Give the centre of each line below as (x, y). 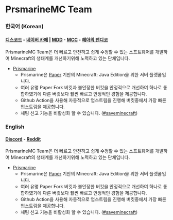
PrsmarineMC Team (49, 9)
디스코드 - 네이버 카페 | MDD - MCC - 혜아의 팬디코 (57, 39)
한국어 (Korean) (24, 27)
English (15, 127)
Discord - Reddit (23, 139)
